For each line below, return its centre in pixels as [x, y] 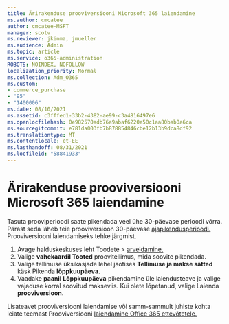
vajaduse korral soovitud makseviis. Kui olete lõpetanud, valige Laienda [118, 286]
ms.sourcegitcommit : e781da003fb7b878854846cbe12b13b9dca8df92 [100, 128]
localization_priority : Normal [52, 71]
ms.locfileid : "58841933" [44, 154]
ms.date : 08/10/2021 [37, 109]
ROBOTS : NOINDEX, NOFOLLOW [46, 65]
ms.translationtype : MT [41, 135]
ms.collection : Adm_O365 [43, 77]
